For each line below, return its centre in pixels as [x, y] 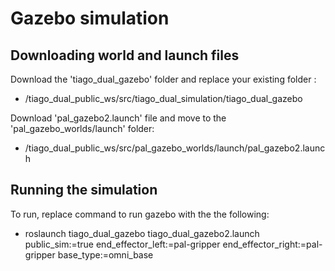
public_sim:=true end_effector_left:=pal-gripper [122, 244]
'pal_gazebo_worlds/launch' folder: [82, 128]
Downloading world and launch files [125, 55]
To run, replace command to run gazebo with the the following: [140, 214]
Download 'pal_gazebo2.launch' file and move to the [118, 118]
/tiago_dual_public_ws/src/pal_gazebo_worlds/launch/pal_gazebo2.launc [175, 148]
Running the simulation [84, 190]
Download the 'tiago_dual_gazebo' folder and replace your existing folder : [163, 79]
